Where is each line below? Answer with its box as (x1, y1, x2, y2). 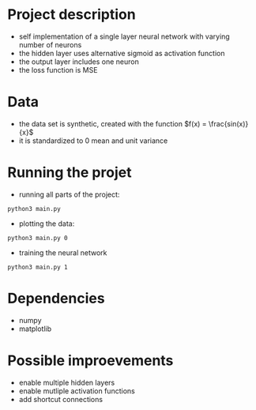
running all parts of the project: (18, 190, 120, 199)
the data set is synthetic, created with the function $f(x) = (18, 118, 207, 128)
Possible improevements (7, 352, 174, 369)
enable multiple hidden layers (18, 378, 115, 387)
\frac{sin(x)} (208, 118, 249, 128)
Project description (7, 6, 136, 24)
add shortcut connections (18, 394, 104, 404)
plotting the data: (18, 219, 75, 228)
